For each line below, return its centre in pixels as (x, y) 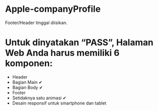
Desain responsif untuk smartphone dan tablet (59, 103)
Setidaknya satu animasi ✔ (39, 98)
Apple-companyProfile (53, 9)
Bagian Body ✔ (28, 87)
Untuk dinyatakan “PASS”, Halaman (79, 42)
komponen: (29, 64)
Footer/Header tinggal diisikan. (36, 23)
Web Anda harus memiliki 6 (62, 53)
